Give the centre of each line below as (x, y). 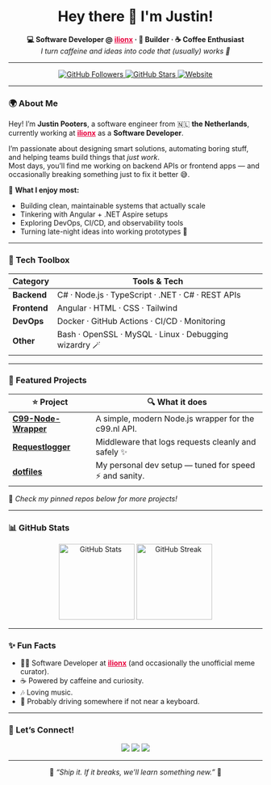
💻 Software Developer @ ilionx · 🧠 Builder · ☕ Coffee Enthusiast (135, 39)
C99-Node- (36, 418)
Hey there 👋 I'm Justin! (135, 17)
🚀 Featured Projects (48, 381)
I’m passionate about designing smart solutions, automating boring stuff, (129, 149)
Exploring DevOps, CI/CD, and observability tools (102, 223)
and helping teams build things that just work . (84, 158)
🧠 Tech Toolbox (39, 260)
